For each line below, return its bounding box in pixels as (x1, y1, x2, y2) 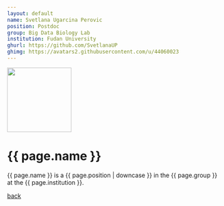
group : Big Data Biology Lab (7, 29, 90, 36)
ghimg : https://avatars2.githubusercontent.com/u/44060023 (7, 49, 179, 56)
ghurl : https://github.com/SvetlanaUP (7, 42, 118, 49)
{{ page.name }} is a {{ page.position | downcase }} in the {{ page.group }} (7, 171, 218, 179)
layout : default (7, 10, 53, 17)
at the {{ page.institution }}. (7, 178, 84, 186)
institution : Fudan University (7, 36, 97, 43)
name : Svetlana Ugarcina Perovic (7, 16, 103, 23)
